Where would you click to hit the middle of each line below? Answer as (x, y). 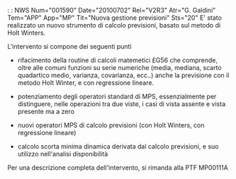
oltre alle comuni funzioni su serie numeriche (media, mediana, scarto (119, 68)
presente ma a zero (46, 111)
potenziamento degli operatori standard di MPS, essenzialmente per (117, 96)
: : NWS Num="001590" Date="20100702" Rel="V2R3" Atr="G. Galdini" (112, 10)
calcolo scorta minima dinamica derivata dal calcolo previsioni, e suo (118, 146)
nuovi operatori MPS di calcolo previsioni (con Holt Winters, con (111, 125)
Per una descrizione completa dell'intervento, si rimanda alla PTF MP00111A (118, 168)
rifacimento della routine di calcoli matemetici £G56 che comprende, (118, 60)
